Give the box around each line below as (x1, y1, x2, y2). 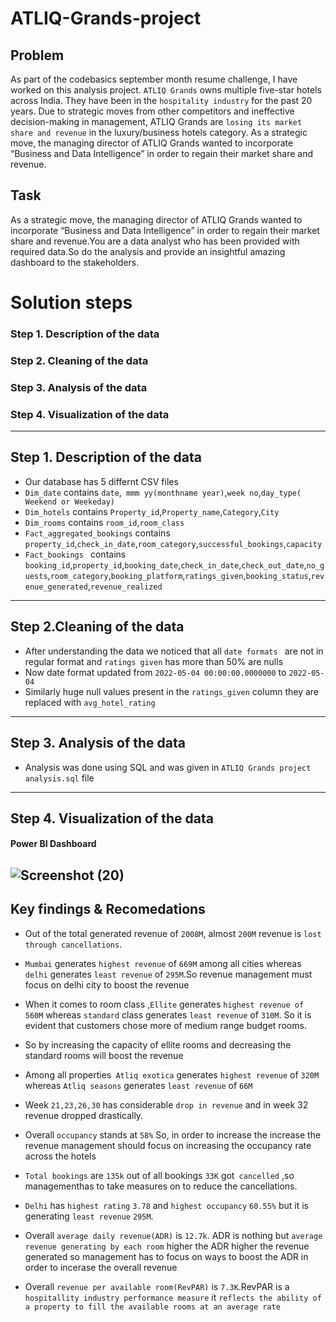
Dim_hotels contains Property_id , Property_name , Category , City (24, 505, 280, 517)
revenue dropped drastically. (24, 1109, 144, 1121)
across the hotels (24, 1150, 97, 1162)
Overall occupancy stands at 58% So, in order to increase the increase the (24, 1128, 322, 1141)
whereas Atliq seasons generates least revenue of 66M (24, 1079, 253, 1091)
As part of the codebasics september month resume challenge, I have (10, 73, 298, 85)
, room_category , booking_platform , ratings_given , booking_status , (47, 569, 312, 581)
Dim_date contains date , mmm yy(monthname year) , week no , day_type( (24, 486, 302, 498)
